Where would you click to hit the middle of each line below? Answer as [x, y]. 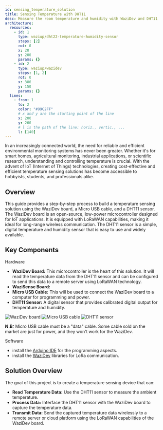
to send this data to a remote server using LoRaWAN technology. [77, 281]
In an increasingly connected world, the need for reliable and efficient [75, 146]
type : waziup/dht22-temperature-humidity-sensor [68, 37]
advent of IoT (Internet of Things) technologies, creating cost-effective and [80, 167]
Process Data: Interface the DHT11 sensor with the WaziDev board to [81, 402]
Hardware [15, 262]
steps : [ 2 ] [29, 41]
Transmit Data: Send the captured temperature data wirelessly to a [79, 412]
